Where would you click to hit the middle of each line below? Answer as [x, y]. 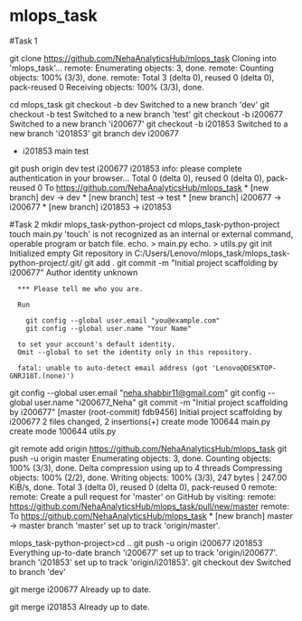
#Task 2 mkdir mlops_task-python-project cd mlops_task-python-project [145, 224]
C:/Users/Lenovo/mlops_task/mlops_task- [212, 253]
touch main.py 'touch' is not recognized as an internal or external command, [151, 234]
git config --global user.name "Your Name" [109, 328]
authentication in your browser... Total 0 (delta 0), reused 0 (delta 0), [137, 178]
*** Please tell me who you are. [80, 289]
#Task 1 [24, 41]
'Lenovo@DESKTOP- [244, 368]
